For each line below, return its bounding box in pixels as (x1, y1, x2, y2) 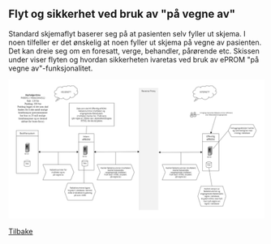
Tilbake (8, 227, 33, 237)
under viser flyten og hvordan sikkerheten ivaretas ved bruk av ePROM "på (8, 54, 260, 64)
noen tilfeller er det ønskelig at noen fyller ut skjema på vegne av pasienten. (8, 37, 262, 47)
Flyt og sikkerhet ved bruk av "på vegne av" (8, 7, 236, 21)
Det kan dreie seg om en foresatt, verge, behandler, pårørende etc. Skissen (8, 45, 260, 56)
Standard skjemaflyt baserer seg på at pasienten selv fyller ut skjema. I (8, 28, 246, 38)
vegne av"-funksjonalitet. (8, 63, 93, 73)
